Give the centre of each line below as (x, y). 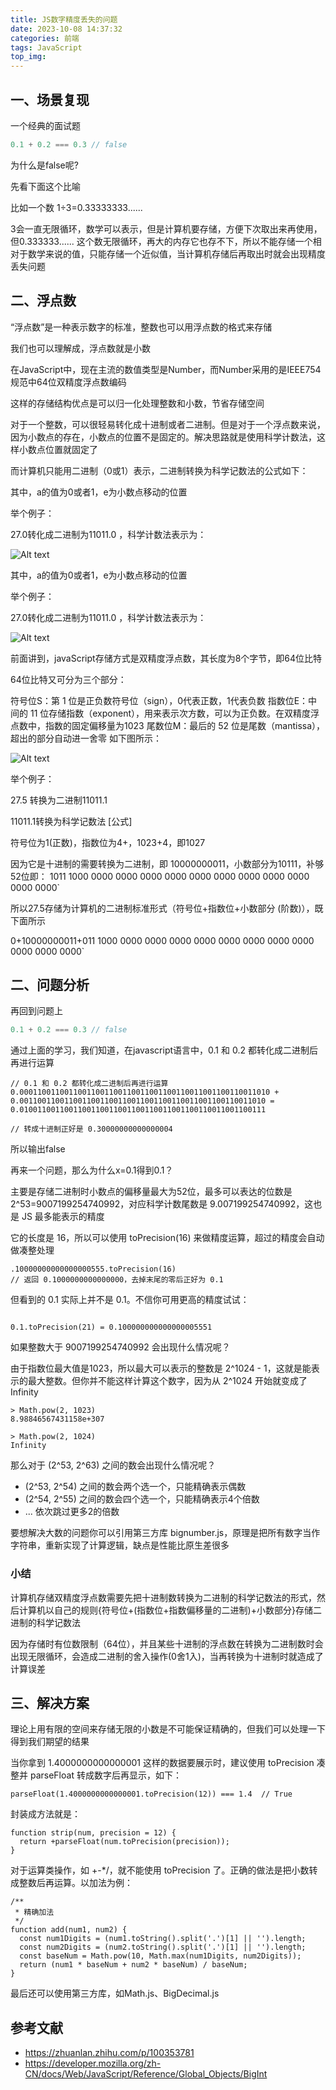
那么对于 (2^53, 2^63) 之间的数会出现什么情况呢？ (113, 1465)
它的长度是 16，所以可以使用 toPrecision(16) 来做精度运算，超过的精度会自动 (167, 1238)
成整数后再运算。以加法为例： (71, 1883)
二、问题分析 (50, 985)
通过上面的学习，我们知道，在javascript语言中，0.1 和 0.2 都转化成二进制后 (164, 1050)
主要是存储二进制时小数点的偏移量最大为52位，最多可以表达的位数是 (151, 1192)
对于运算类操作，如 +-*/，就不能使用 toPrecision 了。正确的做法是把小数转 (164, 1870)
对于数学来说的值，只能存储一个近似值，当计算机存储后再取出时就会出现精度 (168, 253)
